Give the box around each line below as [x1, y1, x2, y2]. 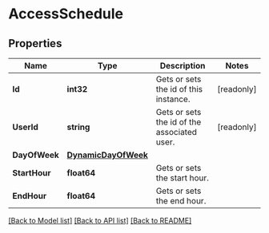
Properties [8, 37, 62, 50]
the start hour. [155, 172, 210, 184]
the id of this [155, 84, 203, 94]
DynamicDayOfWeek [66, 149, 148, 160]
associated [155, 127, 198, 137]
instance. [155, 93, 191, 105]
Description [159, 61, 206, 71]
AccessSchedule [8, 5, 124, 23]
